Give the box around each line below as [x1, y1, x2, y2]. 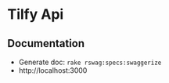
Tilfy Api [7, 5, 64, 23]
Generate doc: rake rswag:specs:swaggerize [18, 57, 162, 67]
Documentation [7, 37, 85, 50]
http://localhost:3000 [18, 66, 88, 75]
